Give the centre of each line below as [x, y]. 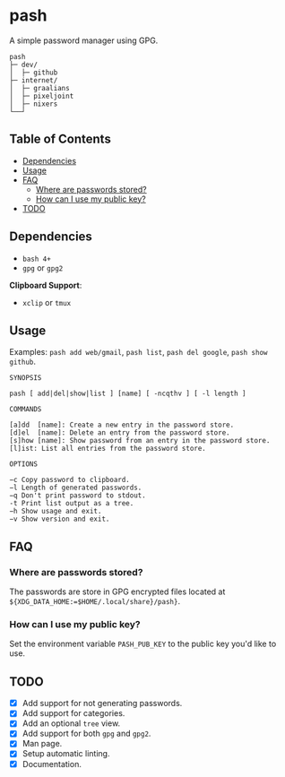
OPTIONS [24, 464]
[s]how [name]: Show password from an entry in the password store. [140, 441]
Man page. [42, 744]
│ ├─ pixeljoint [42, 96]
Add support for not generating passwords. [102, 704]
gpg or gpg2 [43, 268]
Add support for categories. [73, 713]
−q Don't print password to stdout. [78, 496]
